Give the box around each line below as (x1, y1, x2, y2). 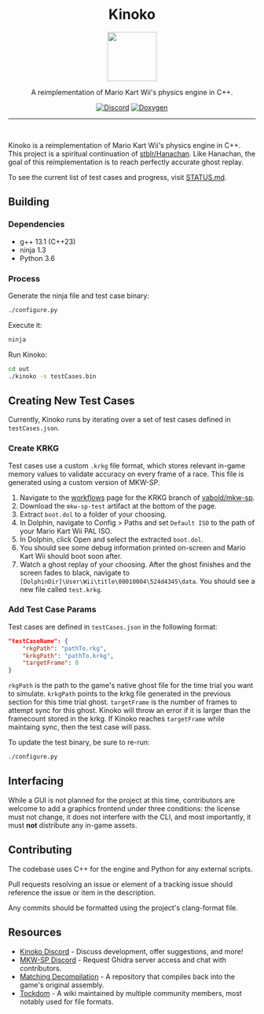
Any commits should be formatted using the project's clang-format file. (8, 902, 238, 913)
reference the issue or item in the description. (8, 887, 156, 897)
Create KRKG (8, 443, 60, 454)
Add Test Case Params (8, 604, 97, 615)
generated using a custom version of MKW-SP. (8, 477, 160, 487)
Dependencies (8, 219, 65, 230)
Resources (8, 926, 62, 939)
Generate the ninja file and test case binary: (8, 291, 149, 300)
